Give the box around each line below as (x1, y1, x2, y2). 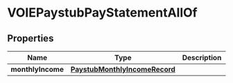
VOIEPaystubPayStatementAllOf (7, 5, 198, 21)
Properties (7, 33, 54, 44)
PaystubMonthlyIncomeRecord (70, 64, 175, 74)
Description (182, 53, 222, 62)
